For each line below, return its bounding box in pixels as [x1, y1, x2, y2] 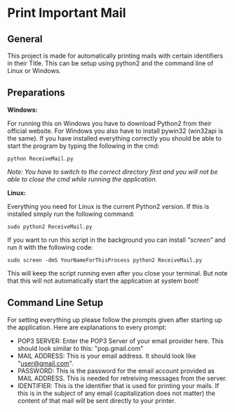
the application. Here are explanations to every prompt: [7, 323, 167, 331]
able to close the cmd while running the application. [7, 174, 158, 184]
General [7, 33, 43, 45]
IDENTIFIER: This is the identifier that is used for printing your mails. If [17, 381, 220, 390]
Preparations [7, 86, 65, 99]
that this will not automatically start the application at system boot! [7, 276, 199, 285]
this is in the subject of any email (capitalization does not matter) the [17, 389, 215, 397]
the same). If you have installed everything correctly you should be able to [7, 134, 222, 142]
